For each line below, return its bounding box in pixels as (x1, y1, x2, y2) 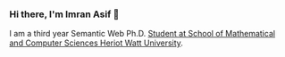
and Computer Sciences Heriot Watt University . (9, 37, 183, 48)
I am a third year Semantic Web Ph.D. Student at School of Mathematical (9, 28, 275, 39)
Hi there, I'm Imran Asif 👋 (9, 8, 120, 20)
